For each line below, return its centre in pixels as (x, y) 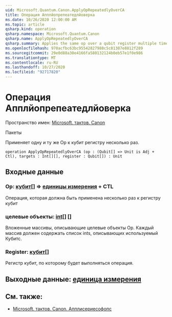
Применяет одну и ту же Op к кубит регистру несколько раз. (72, 142)
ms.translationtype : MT (31, 58)
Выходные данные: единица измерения (73, 279)
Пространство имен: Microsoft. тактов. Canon (55, 122)
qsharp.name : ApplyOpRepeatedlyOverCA (47, 39)
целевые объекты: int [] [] (38, 216)
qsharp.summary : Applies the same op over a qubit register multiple (81, 44)
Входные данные (35, 172)
